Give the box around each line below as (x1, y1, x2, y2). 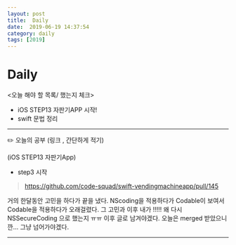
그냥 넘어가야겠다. (20, 223, 69, 232)
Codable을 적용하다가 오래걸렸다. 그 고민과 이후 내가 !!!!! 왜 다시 (7, 205, 183, 214)
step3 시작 (17, 168, 48, 176)
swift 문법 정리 (17, 114, 58, 123)
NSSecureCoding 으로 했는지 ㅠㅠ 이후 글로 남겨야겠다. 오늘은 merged (7, 214, 203, 223)
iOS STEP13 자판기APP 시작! (17, 106, 98, 114)
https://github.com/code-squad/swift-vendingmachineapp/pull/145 (24, 182, 219, 190)
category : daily (7, 29, 55, 37)
